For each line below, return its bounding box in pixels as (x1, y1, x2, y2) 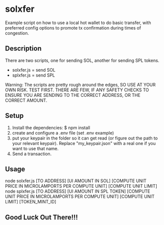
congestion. (5, 30, 29, 36)
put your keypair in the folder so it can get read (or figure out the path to (12, 135, 158, 141)
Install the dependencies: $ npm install (12, 124, 91, 131)
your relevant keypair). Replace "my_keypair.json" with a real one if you (12, 140, 156, 146)
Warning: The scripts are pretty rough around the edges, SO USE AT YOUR (5, 82, 156, 87)
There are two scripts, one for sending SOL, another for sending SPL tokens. (5, 57, 160, 63)
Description (5, 44, 42, 53)
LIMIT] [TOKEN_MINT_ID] (5, 199, 56, 205)
